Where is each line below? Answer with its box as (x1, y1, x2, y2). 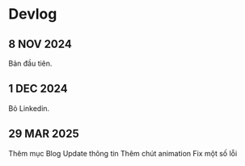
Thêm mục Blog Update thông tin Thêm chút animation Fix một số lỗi (8, 148, 238, 158)
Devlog (8, 5, 57, 23)
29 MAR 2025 (8, 127, 79, 141)
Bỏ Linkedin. (8, 103, 50, 113)
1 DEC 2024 (8, 82, 68, 96)
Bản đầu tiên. (8, 58, 53, 68)
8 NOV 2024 (8, 37, 73, 51)
